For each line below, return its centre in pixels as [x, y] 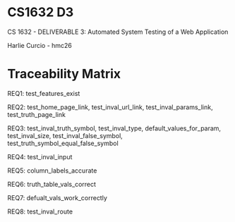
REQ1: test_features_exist [44, 93]
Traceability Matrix [64, 74]
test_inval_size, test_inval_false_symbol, [65, 135]
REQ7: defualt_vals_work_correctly [58, 197]
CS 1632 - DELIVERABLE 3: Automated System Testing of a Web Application [118, 32]
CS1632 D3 [41, 12]
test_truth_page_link [36, 114]
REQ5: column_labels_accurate [52, 171]
